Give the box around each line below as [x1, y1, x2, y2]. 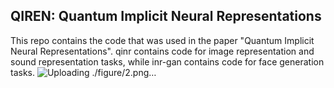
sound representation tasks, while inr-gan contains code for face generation [10, 55, 325, 68]
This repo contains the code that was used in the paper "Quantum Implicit [10, 34, 315, 46]
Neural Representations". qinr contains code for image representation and [10, 45, 315, 57]
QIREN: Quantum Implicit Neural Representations [10, 8, 322, 25]
